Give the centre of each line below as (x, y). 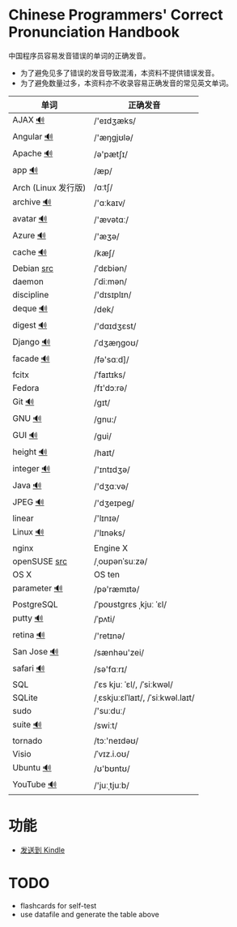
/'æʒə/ (107, 237)
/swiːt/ (106, 726)
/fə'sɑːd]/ (112, 360)
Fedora (26, 388)
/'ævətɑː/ (112, 220)
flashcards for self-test (58, 905)
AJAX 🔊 (29, 119)
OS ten (107, 574)
